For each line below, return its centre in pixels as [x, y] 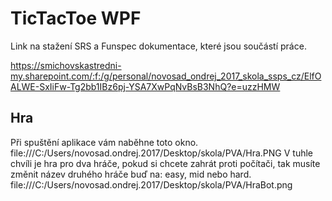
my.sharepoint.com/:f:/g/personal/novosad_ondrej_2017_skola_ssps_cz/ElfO [166, 76]
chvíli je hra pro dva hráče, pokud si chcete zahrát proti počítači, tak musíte [165, 163]
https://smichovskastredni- [66, 65]
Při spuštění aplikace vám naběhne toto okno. [104, 142]
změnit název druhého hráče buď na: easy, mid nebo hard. [131, 174]
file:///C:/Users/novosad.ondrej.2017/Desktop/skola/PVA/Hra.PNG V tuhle [161, 153]
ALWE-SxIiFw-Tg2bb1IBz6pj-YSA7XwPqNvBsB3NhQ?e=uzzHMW [145, 86]
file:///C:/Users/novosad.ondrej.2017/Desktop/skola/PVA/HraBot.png [151, 184]
